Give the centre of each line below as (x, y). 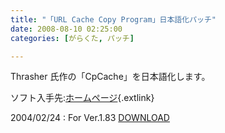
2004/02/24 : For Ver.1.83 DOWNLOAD (90, 118)
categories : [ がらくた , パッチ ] (72, 38)
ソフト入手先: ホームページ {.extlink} (82, 98)
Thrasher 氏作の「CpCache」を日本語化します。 (110, 77)
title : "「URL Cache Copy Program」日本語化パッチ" (113, 19)
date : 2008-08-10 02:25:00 (66, 29)
